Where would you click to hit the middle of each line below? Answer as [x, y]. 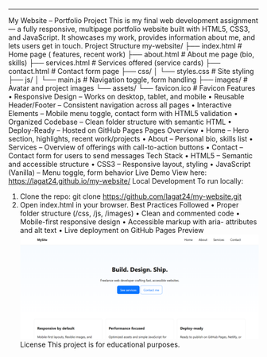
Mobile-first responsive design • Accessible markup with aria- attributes [138, 222]
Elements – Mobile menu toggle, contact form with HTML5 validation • [123, 113]
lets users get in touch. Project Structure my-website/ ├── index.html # [125, 46]
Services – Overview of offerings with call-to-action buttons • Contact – [126, 147]
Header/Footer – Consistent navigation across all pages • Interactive [120, 105]
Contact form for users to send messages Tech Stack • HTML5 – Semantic [130, 155]
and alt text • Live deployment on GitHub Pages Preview [112, 230]
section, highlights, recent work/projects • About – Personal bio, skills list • [131, 139]
